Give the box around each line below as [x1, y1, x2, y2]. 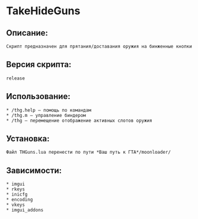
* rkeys [6, 186, 25, 192]
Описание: [6, 28, 49, 38]
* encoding [6, 197, 33, 203]
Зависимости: [6, 165, 62, 176]
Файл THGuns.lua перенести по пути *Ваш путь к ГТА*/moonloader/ [6, 150, 171, 155]
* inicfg [6, 192, 28, 198]
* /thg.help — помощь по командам [6, 107, 92, 113]
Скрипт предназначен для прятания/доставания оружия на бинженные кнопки [6, 43, 193, 49]
